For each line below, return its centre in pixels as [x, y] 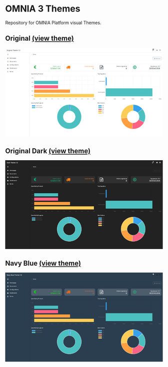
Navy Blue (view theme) [43, 263]
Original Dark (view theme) [48, 151]
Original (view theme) [39, 38]
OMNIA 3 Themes [43, 9]
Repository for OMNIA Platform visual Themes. [53, 23]
